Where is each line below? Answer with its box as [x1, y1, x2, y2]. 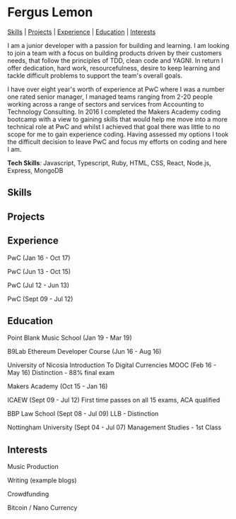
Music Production [7, 463, 59, 471]
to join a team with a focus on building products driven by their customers [7, 49, 223, 57]
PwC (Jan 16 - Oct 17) [7, 253, 71, 262]
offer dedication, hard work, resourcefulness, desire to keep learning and [7, 64, 220, 72]
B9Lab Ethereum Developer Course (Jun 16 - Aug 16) [7, 347, 162, 356]
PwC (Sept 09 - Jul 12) [7, 294, 73, 303]
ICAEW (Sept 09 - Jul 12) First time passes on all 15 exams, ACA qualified [7, 396, 220, 405]
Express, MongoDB [7, 166, 64, 174]
